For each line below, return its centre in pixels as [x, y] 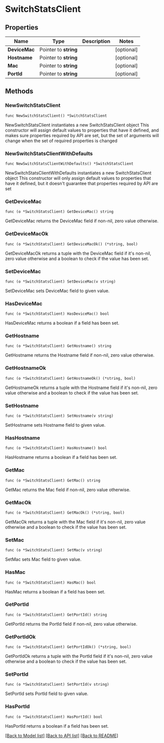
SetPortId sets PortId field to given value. [47, 693]
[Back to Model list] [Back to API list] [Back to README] [62, 736]
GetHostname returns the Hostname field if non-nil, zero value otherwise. [80, 355]
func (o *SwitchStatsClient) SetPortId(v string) [57, 685]
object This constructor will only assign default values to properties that [78, 178]
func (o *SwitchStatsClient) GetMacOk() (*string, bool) [65, 513]
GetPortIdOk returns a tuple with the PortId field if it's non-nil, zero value [79, 656]
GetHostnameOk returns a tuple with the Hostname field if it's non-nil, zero [81, 388]
